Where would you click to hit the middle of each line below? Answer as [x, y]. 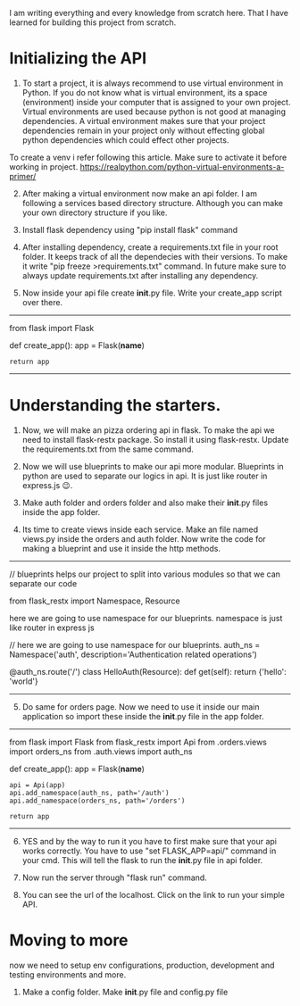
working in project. [44, 166]
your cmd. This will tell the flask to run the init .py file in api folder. [142, 860]
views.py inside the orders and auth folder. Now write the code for [144, 538]
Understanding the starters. [115, 406]
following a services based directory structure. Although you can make [153, 203]
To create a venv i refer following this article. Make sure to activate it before [148, 157]
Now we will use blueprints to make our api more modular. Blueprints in [153, 466]
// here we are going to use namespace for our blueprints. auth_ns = [135, 644]
